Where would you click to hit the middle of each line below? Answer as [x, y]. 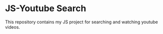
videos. [13, 27]
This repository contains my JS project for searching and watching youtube [82, 22]
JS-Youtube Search [46, 8]
